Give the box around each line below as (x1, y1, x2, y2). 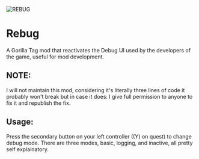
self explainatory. (6, 145, 49, 153)
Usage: (6, 117, 34, 127)
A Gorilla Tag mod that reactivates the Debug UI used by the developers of (6, 46, 191, 54)
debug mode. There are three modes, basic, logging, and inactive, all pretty (6, 139, 194, 146)
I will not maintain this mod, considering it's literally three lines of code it (6, 86, 185, 93)
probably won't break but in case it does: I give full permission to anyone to (6, 93, 193, 100)
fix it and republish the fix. (6, 99, 71, 107)
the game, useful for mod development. (6, 53, 104, 60)
